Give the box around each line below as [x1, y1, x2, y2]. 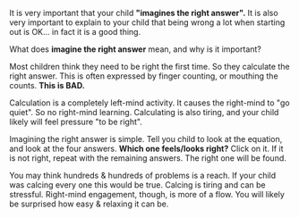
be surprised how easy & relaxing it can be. [9, 198, 169, 209]
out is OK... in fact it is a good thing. [9, 27, 141, 37]
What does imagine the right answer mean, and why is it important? [9, 44, 262, 54]
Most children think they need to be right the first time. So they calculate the [9, 62, 290, 71]
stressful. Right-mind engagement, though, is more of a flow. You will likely [9, 189, 285, 199]
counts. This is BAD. [9, 80, 85, 90]
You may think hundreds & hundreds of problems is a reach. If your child [9, 170, 277, 180]
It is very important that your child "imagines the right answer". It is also [9, 8, 279, 18]
